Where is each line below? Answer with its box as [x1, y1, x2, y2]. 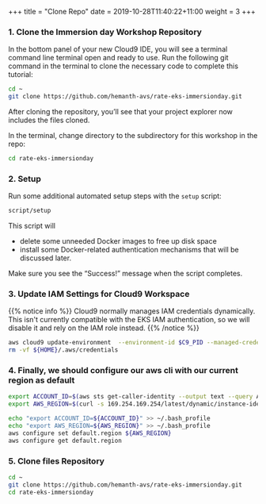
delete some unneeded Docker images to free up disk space [19, 237, 218, 246]
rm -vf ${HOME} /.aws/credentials [8, 346, 119, 354]
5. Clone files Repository [8, 456, 105, 467]
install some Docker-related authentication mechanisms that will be [19, 245, 239, 255]
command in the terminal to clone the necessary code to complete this [8, 61, 239, 71]
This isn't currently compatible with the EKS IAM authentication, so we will [8, 315, 251, 325]
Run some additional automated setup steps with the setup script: [8, 191, 222, 201]
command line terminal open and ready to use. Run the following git [8, 53, 229, 63]
